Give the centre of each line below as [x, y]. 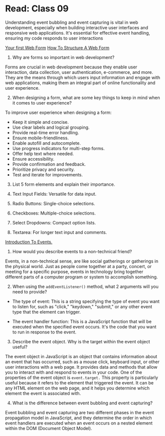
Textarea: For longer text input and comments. [60, 232]
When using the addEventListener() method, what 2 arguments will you [85, 286]
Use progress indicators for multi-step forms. [58, 148]
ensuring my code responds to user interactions [54, 38]
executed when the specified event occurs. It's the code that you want [84, 327]
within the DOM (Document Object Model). [49, 428]
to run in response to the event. [44, 332]
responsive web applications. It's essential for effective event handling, [78, 33]
